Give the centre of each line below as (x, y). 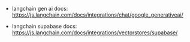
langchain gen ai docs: (40, 9)
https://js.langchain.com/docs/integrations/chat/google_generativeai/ (98, 15)
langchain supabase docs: (44, 26)
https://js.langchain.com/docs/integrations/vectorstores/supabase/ (95, 33)
